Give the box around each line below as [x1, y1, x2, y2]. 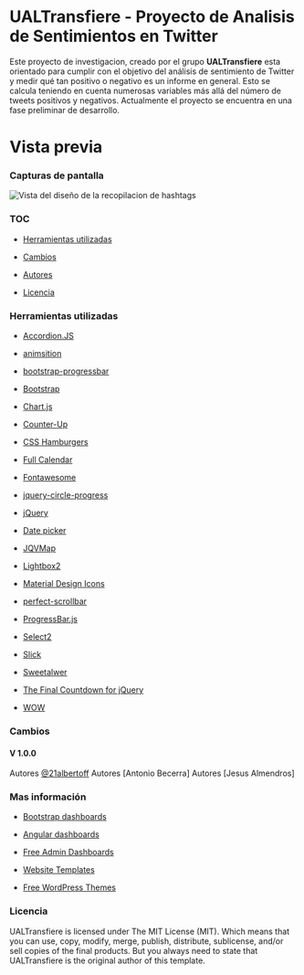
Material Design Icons [22, 578, 105, 589]
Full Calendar [22, 454, 73, 465]
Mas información [9, 790, 87, 803]
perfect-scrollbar [22, 596, 88, 607]
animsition [22, 348, 62, 359]
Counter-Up [22, 419, 68, 430]
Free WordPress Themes [22, 882, 117, 893]
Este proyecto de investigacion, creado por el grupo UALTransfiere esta [9, 56, 281, 67]
